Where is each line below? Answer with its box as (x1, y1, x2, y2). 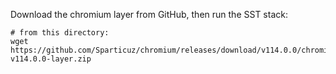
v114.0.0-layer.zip (10, 54, 92, 64)
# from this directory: (10, 28, 110, 38)
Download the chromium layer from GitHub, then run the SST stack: (10, 9, 288, 20)
